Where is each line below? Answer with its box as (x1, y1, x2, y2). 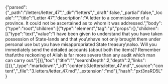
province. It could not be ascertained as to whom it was (5, 20, 120, 26)
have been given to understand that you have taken (56, 31, 163, 36)
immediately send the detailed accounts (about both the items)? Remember (5, 47, 161, 52)
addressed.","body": (120, 20, 162, 26)
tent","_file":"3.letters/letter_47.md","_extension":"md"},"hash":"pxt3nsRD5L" (5, 68, 163, 74)
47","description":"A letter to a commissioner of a (47, 15, 149, 20)
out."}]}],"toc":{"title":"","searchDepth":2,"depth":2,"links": (26, 57, 146, 63)
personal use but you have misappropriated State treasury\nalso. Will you (5, 41, 157, 47)
